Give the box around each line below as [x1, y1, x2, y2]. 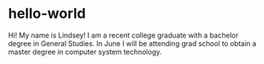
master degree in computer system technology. [8, 47, 162, 56]
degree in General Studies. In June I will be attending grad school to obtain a [8, 38, 257, 48]
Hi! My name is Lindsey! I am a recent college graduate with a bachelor [8, 30, 239, 40]
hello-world [8, 5, 87, 23]
